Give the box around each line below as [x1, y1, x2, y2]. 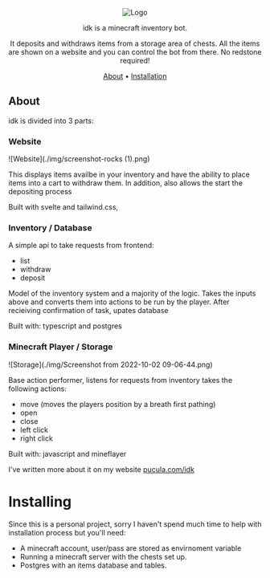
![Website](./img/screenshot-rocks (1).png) [8, 154, 150, 164]
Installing [8, 492, 72, 511]
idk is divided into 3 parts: [8, 116, 94, 125]
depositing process [8, 187, 72, 197]
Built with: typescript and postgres [8, 321, 122, 331]
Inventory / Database [8, 222, 92, 234]
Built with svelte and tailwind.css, [8, 202, 119, 212]
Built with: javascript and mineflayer [8, 449, 127, 458]
